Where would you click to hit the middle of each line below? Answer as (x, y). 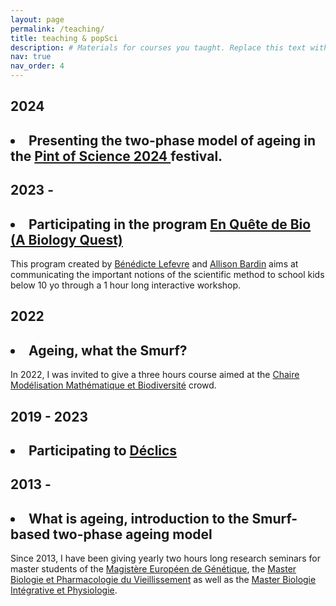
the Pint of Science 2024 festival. (116, 156)
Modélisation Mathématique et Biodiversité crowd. (113, 385)
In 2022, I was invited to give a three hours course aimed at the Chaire (155, 375)
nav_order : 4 (37, 66)
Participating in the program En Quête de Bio (170, 224)
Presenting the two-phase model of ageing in (172, 140)
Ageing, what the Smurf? (108, 350)
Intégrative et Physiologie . (64, 590)
